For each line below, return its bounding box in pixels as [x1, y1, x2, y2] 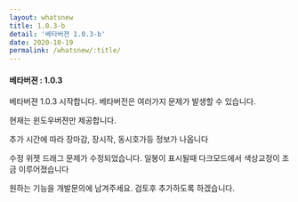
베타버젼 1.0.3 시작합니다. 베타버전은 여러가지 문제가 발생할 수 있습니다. [9, 96, 256, 107]
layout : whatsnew [9, 12, 74, 22]
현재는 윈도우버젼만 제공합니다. [9, 115, 117, 125]
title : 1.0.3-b [9, 21, 66, 30]
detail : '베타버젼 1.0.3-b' [9, 29, 106, 38]
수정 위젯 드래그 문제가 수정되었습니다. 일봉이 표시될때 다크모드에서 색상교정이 [9, 153, 280, 164]
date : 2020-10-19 [9, 37, 74, 47]
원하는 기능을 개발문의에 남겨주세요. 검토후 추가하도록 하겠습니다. [9, 183, 236, 194]
